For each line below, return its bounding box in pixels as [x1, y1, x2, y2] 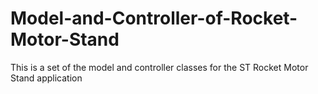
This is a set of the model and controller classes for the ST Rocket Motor [10, 61, 309, 73]
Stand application [10, 72, 83, 84]
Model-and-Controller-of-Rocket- [10, 7, 298, 30]
